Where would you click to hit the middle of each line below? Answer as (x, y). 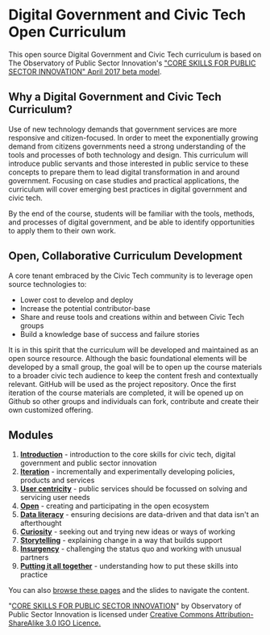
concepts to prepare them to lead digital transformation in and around (124, 172)
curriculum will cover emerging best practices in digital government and (128, 189)
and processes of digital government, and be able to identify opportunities (132, 222)
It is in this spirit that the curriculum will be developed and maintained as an (134, 350)
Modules (31, 435)
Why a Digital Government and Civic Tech (115, 97)
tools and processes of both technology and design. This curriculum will (128, 154)
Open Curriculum (67, 32)
